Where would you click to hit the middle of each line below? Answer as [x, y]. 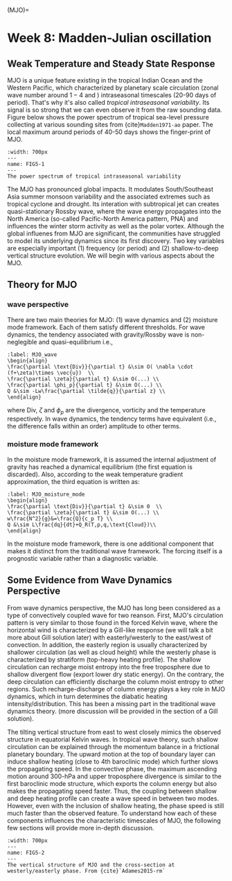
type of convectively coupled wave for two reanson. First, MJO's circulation [115, 615]
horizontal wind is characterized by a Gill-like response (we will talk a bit [110, 630]
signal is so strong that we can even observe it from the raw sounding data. [115, 110]
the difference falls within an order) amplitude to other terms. [94, 426]
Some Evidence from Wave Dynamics [90, 580]
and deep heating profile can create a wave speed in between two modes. [113, 798]
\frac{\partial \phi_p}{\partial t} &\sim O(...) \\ [85, 385]
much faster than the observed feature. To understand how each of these [112, 813]
